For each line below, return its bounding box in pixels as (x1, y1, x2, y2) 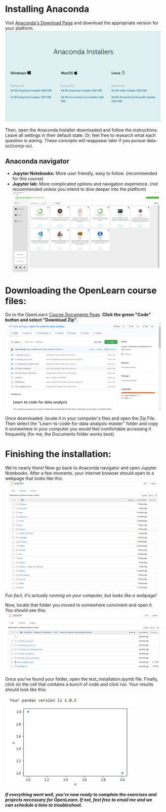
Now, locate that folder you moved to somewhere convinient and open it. (5, 602, 153, 608)
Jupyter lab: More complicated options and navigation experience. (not (12, 181, 158, 187)
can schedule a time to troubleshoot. (5, 802, 83, 808)
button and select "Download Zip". (5, 317, 78, 323)
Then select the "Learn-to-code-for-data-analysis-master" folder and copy (5, 420, 159, 427)
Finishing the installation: (5, 448, 112, 459)
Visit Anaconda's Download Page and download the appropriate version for (5, 20, 159, 26)
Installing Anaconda (5, 3, 89, 15)
